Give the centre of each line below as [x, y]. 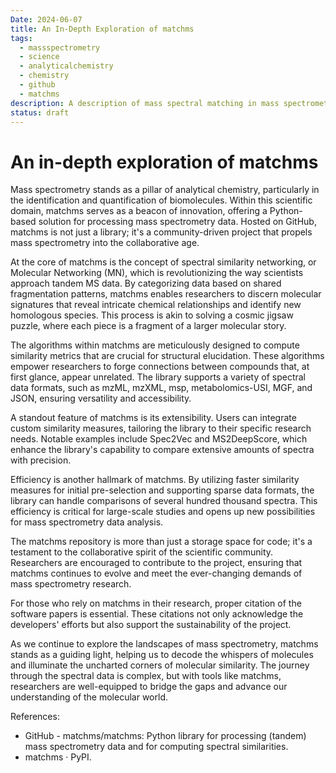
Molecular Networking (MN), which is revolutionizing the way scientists [157, 273]
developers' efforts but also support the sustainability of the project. [151, 625]
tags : [21, 38]
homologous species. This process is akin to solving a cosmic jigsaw [152, 315]
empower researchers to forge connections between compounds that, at [160, 367]
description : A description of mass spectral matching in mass [145, 103]
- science [39, 57]
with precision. [41, 460]
